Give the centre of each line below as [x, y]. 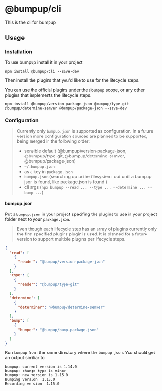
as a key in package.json [49, 171]
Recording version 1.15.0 [32, 384]
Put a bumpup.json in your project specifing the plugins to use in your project [81, 214]
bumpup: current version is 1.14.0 [41, 367]
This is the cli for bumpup [31, 22]
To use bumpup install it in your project [44, 62]
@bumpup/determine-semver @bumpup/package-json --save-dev [66, 108]
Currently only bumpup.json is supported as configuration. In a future [85, 131]
